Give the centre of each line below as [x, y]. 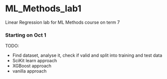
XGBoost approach [32, 66]
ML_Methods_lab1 [43, 9]
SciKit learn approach [35, 61]
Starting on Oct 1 [26, 35]
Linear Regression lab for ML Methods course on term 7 [63, 22]
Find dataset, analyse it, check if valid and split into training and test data [87, 55]
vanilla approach [29, 71]
